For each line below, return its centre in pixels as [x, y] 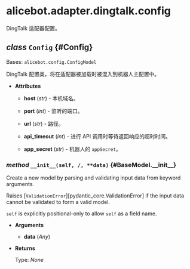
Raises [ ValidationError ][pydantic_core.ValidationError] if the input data [95, 196]
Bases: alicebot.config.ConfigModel [51, 61]
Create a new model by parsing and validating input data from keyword [94, 178]
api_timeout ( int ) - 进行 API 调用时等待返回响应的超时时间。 [97, 136]
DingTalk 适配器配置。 [33, 28]
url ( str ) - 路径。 [44, 123]
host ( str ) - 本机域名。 [51, 98]
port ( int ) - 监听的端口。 [53, 111]
